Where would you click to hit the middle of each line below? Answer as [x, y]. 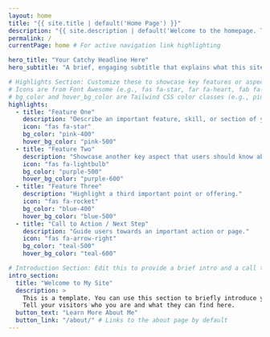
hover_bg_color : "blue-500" [70, 216]
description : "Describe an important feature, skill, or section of [140, 120]
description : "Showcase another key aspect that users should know [138, 156]
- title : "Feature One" [55, 112]
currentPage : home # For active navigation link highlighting [115, 46]
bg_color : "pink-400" [59, 134]
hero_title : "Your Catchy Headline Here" [79, 60]
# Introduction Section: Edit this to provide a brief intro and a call [133, 268]
